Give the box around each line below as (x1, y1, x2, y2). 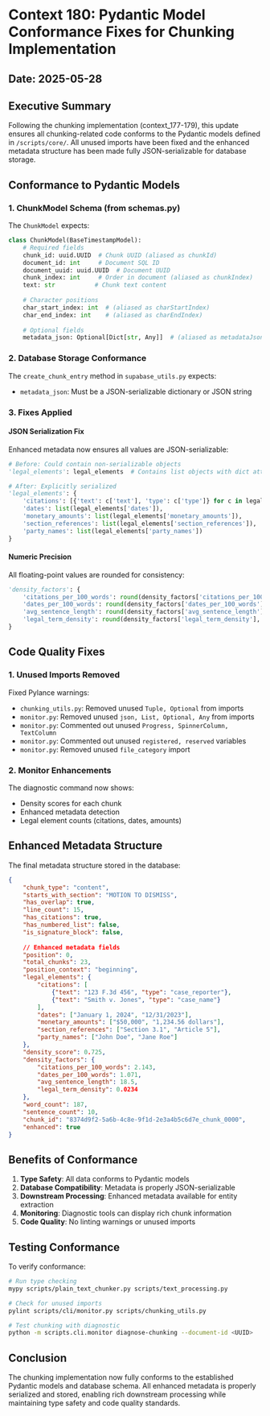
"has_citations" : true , (22, 913, 103, 921)
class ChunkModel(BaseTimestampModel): (8, 236, 142, 245)
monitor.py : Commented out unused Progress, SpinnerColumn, (19, 720, 229, 730)
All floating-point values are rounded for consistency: (8, 569, 185, 579)
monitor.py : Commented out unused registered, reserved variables (19, 735, 247, 746)
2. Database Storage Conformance (8, 353, 147, 364)
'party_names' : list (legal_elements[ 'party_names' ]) (22, 527, 203, 535)
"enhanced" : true (22, 1123, 81, 1131)
